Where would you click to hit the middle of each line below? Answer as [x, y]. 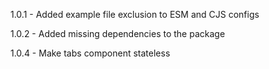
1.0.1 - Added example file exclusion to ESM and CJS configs [135, 14]
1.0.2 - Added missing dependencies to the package [118, 33]
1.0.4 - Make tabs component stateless [90, 53]
